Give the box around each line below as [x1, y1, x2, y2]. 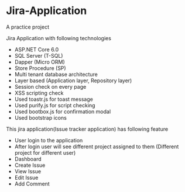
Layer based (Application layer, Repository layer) [14, 77, 132, 84]
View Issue [14, 167, 42, 174]
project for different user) [14, 149, 76, 156]
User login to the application [14, 137, 83, 144]
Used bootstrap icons [14, 114, 67, 121]
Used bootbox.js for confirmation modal [14, 108, 111, 115]
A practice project [6, 23, 50, 30]
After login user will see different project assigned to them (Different [14, 143, 179, 150]
